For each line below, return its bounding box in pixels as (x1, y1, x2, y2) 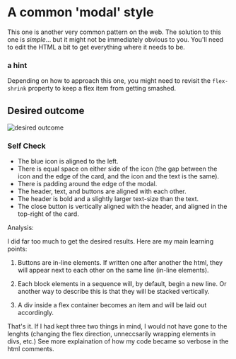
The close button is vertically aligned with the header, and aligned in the (17, 203, 228, 211)
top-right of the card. (17, 210, 79, 218)
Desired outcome (7, 104, 85, 117)
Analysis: (7, 224, 34, 232)
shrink (7, 86, 27, 93)
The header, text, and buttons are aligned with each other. (17, 187, 187, 195)
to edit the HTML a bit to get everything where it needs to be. (7, 42, 185, 51)
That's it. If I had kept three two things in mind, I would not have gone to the (7, 322, 228, 331)
